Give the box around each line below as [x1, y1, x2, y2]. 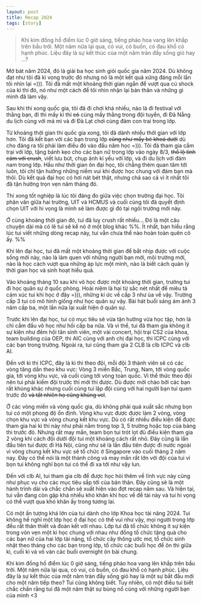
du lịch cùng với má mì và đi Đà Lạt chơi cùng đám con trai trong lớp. [6, 118, 177, 125]
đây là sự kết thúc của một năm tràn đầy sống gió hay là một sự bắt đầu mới [6, 573, 194, 580]
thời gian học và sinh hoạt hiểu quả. [6, 266, 95, 274]
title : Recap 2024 [6, 14, 52, 20]
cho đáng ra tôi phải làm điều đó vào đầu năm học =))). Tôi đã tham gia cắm [6, 142, 194, 149]
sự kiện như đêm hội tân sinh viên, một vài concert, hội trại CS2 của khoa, [6, 329, 189, 336]
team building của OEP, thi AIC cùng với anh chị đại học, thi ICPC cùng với [6, 335, 189, 342]
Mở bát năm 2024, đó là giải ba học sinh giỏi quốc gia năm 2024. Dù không [6, 68, 192, 75]
